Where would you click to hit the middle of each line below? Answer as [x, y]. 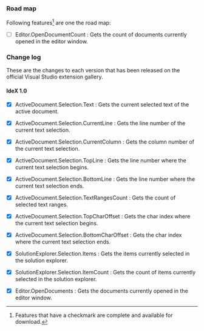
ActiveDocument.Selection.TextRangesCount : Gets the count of [95, 197]
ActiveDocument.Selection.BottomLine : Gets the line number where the [105, 179]
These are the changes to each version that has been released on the [93, 71]
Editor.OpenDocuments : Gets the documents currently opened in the [101, 291]
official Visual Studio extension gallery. [55, 77]
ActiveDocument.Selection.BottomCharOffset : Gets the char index [98, 235]
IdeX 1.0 [17, 91]
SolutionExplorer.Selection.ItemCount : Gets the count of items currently [105, 273]
